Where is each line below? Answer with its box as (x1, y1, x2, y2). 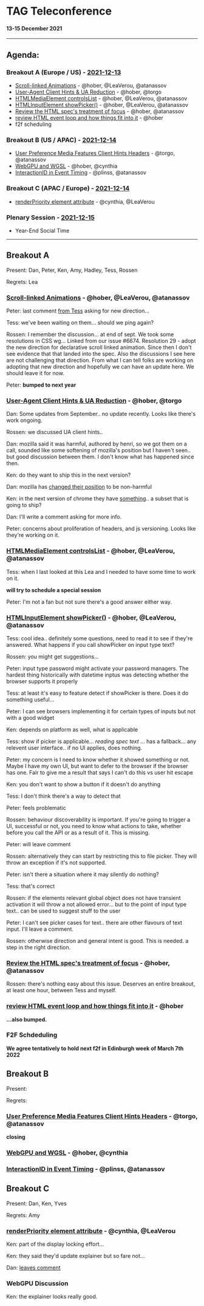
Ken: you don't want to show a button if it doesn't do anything (6, 780, 161, 788)
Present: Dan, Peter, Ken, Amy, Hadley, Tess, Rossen (6, 266, 138, 274)
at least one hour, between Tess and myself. (6, 987, 117, 994)
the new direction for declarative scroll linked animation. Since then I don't (6, 344, 192, 351)
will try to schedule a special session (6, 586, 101, 593)
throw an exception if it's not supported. (6, 859, 107, 866)
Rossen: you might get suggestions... (6, 652, 99, 660)
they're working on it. (6, 531, 59, 539)
